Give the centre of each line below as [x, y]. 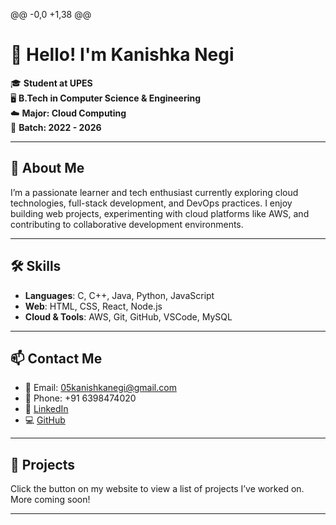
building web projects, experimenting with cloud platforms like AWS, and [160, 213]
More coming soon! [50, 500]
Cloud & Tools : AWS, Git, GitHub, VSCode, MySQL [128, 316]
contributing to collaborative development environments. [127, 224]
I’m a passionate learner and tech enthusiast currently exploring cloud [154, 192]
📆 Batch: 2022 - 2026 [56, 127]
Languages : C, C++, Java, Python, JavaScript [119, 295]
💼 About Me [47, 168]
